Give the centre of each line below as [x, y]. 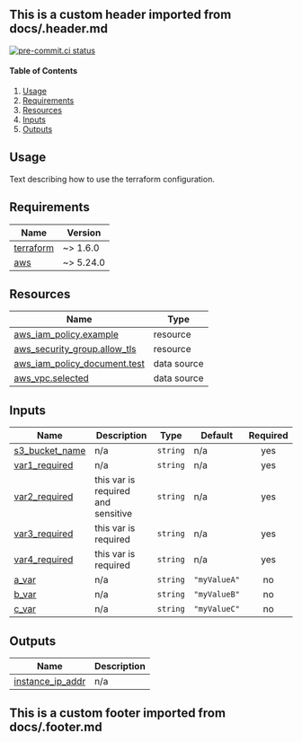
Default [217, 436]
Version [84, 233]
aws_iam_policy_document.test [80, 364]
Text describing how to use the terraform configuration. [112, 179]
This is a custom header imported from [120, 15]
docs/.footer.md [56, 727]
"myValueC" [217, 609]
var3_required [44, 534]
